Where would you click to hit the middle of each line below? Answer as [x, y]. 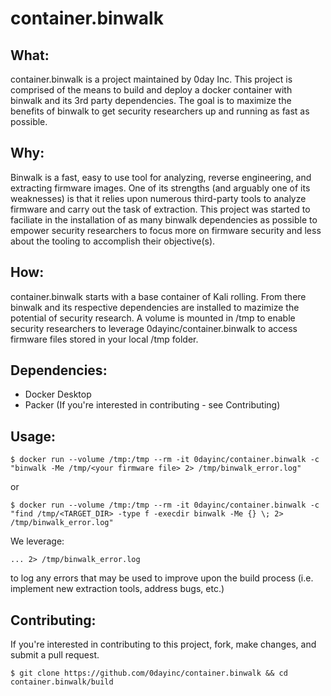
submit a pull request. [55, 655]
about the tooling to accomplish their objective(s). [113, 241]
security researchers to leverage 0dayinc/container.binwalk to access [154, 328]
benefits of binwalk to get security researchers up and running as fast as [160, 111]
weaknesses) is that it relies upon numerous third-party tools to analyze [158, 198]
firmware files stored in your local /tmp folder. [104, 339]
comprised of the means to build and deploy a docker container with [151, 90]
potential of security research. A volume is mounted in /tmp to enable [153, 318]
